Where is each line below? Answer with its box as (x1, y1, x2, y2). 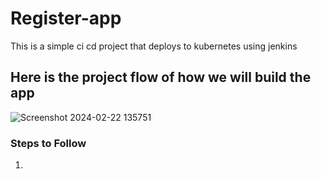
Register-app (10, 7, 122, 30)
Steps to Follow (10, 136, 87, 150)
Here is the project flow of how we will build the (10, 69, 312, 86)
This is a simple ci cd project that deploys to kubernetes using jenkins (10, 40, 298, 52)
